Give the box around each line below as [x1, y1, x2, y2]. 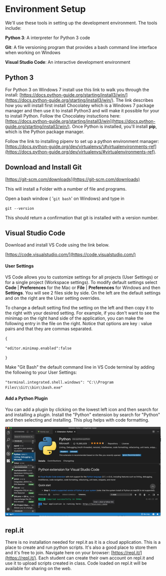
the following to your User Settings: [5, 369, 78, 375]
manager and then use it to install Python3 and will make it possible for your [5, 107, 160, 113]
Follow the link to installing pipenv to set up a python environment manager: [5, 138, 159, 144]
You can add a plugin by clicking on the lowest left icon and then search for [5, 406, 159, 412]
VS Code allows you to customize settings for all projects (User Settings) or [5, 274, 159, 280]
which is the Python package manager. [5, 129, 84, 135]
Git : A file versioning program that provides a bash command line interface [5, 44, 157, 50]
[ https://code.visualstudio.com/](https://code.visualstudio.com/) [5, 251, 136, 258]
